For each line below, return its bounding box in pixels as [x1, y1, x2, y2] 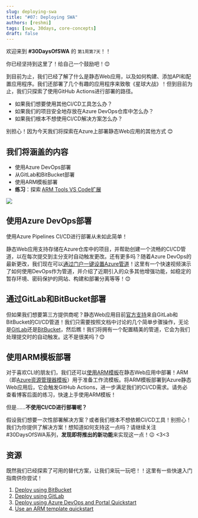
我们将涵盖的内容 [6, 146, 69, 157]
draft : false [6, 31, 38, 37]
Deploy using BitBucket [14, 487, 72, 494]
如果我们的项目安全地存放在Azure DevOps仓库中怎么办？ [14, 108, 154, 115]
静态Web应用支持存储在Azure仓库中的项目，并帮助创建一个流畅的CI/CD [6, 245, 181, 252]
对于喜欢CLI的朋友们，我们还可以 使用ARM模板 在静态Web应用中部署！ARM [6, 369, 189, 376]
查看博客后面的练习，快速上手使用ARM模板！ [6, 391, 116, 398]
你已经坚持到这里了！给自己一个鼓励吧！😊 [6, 60, 111, 68]
